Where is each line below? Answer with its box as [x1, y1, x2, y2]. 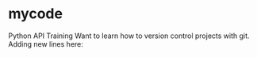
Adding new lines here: [8, 39, 83, 48]
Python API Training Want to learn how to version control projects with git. [8, 31, 250, 40]
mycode [8, 5, 63, 23]
